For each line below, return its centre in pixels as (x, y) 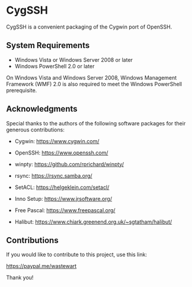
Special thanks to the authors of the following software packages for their (96, 123)
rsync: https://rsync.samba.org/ (54, 175)
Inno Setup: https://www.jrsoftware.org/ (63, 198)
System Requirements (48, 45)
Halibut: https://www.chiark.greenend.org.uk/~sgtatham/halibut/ (93, 222)
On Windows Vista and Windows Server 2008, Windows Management (92, 77)
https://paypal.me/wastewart (41, 266)
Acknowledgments (42, 109)
